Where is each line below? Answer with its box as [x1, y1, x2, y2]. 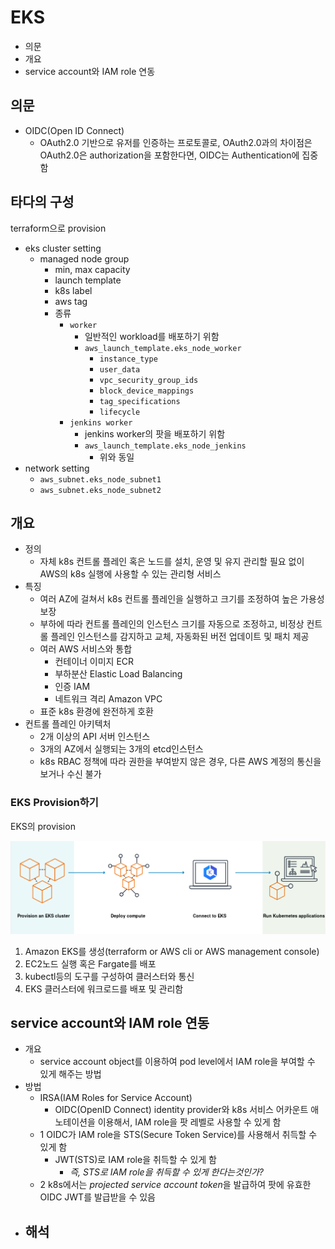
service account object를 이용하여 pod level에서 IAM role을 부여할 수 [39, 1056, 316, 1068]
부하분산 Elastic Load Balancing [54, 668, 183, 680]
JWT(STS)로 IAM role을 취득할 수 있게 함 [54, 1154, 217, 1166]
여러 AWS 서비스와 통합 [39, 643, 133, 655]
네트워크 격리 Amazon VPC [54, 693, 163, 705]
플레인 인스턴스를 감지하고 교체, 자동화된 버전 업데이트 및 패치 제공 [50, 631, 310, 643]
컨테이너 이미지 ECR [54, 656, 135, 668]
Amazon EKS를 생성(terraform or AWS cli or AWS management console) [24, 945, 320, 957]
